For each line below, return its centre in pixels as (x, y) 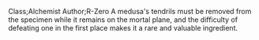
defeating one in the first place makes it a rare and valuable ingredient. (123, 28)
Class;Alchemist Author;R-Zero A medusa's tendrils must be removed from (130, 11)
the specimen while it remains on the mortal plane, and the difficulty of (123, 20)
